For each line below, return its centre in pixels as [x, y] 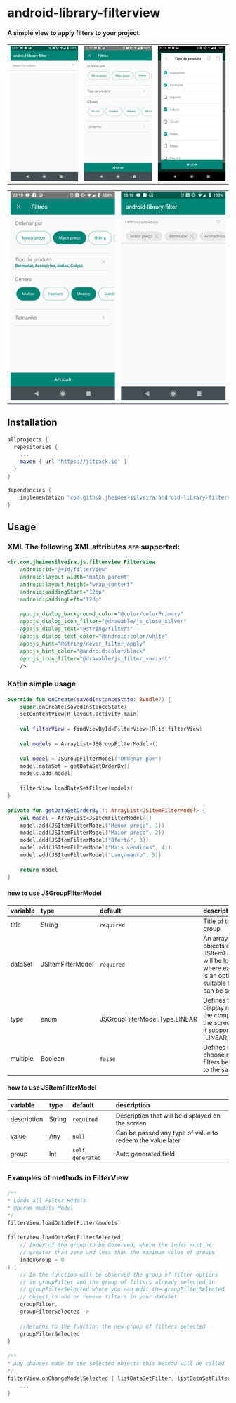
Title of [214, 921]
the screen [131, 1123]
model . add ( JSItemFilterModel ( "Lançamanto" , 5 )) [91, 855]
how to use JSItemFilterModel [52, 1088]
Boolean [53, 1058]
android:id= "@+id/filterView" [64, 570]
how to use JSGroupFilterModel [54, 893]
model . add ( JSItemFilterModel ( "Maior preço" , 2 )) [92, 833]
